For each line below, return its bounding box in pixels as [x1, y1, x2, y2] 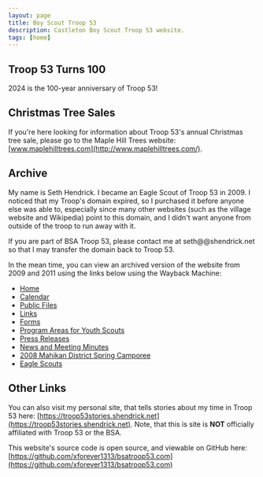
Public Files [19, 300, 57, 309]
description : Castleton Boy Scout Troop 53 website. [8, 26, 185, 34]
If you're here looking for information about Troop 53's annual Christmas [8, 127, 243, 136]
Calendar [19, 292, 50, 301]
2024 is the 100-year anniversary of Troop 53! [8, 83, 158, 93]
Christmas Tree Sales [8, 106, 116, 120]
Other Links [8, 382, 67, 395]
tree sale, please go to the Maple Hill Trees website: [8, 135, 176, 145]
